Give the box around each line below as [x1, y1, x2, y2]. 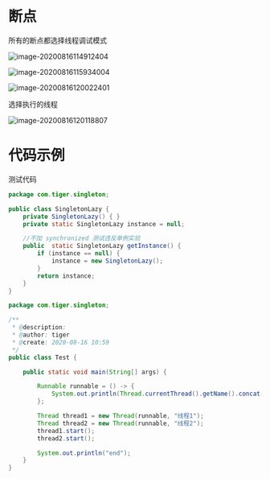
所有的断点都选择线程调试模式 [8, 35, 107, 45]
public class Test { [8, 353, 78, 361]
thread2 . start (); [37, 434, 95, 443]
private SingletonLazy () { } [22, 213, 121, 221]
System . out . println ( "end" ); [37, 448, 131, 457]
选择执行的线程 [8, 99, 58, 109]
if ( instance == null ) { [37, 250, 121, 258]
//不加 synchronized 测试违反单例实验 [22, 234, 141, 242]
